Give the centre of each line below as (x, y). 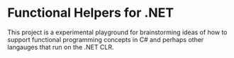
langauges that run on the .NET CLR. (61, 47)
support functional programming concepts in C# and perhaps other (106, 39)
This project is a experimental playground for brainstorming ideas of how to (117, 32)
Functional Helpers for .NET (91, 13)
